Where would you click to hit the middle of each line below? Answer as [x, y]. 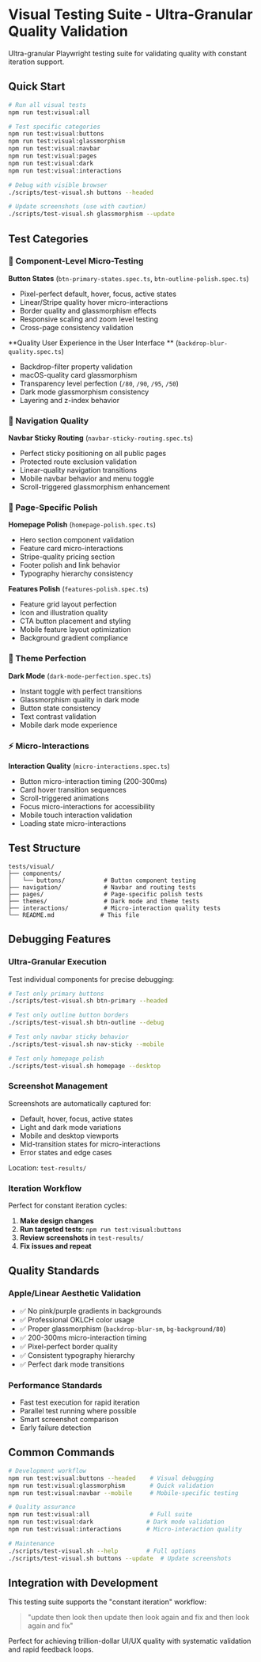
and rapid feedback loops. [51, 1649]
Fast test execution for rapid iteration [79, 1402]
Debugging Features [60, 939]
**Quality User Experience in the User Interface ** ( [93, 343]
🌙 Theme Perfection [47, 659]
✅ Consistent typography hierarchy [77, 1355]
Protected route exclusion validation [78, 462]
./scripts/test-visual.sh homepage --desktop [84, 1066]
